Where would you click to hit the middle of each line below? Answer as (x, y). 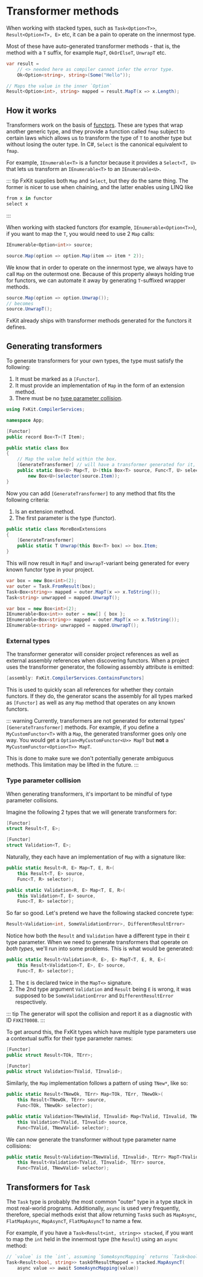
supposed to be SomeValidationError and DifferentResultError (94, 995)
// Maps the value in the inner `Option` (59, 86)
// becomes (20, 303)
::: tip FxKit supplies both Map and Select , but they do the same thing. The (97, 181)
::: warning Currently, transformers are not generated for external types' (96, 721)
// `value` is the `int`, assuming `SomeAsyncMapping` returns (88, 1256)
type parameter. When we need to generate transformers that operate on (97, 942)
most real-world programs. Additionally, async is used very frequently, (93, 1208)
